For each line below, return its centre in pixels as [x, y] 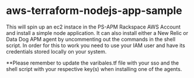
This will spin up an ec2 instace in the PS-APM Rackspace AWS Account [93, 27]
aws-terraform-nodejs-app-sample [94, 11]
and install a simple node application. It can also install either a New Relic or [97, 33]
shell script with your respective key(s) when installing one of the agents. [94, 69]
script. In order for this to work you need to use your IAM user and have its [96, 45]
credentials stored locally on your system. [56, 51]
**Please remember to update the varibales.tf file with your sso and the [93, 63]
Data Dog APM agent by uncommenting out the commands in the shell [91, 39]
